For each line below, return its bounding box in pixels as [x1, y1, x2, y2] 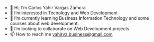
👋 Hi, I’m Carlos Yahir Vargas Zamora [9, 5, 86, 10]
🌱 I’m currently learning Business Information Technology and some [9, 15, 150, 21]
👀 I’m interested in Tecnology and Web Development [9, 10, 118, 16]
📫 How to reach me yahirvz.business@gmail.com [9, 31, 113, 37]
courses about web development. [9, 20, 79, 26]
